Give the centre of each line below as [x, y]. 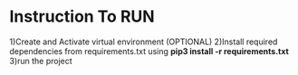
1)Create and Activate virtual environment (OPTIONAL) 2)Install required [144, 42]
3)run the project [41, 61]
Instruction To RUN [82, 17]
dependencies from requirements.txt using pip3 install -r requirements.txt [149, 51]
